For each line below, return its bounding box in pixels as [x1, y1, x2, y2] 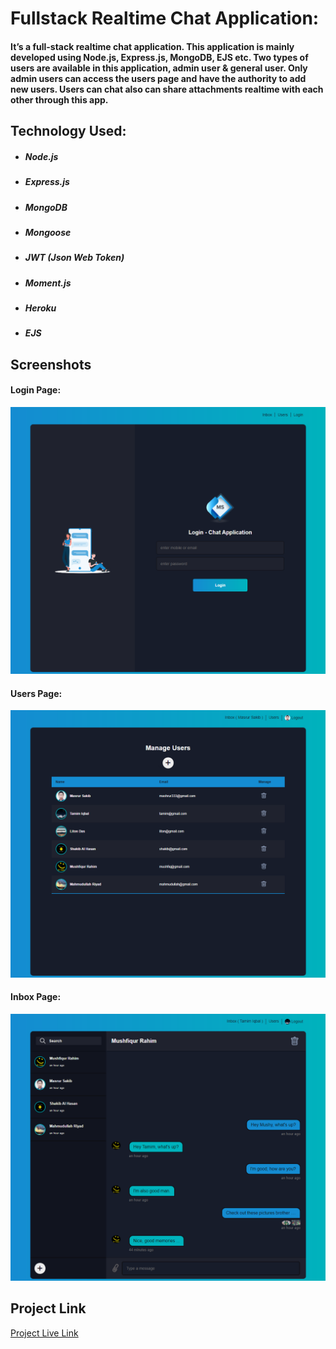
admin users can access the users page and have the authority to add [10, 72, 307, 84]
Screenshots [10, 356, 92, 373]
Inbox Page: [10, 991, 62, 1003]
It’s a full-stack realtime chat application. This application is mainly [10, 40, 295, 52]
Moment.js [24, 277, 72, 289]
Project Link [10, 1300, 87, 1317]
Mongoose [24, 226, 72, 238]
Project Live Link [10, 1327, 79, 1339]
